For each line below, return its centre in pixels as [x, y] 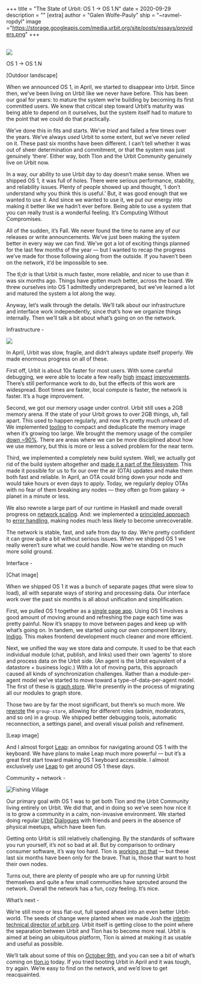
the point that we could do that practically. [59, 119]
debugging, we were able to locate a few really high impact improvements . [99, 377]
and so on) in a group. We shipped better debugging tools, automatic [92, 717]
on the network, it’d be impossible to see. [57, 262]
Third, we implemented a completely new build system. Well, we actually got [101, 458]
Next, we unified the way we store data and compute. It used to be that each [101, 648]
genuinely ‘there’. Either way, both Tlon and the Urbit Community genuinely [99, 156]
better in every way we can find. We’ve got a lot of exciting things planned [98, 243]
